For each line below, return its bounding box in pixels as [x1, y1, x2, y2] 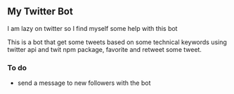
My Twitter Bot [7, 6, 74, 18]
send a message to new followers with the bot [17, 79, 151, 87]
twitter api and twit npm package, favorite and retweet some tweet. [7, 45, 202, 53]
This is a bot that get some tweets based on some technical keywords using [7, 38, 227, 46]
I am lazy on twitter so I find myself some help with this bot [7, 24, 178, 32]
